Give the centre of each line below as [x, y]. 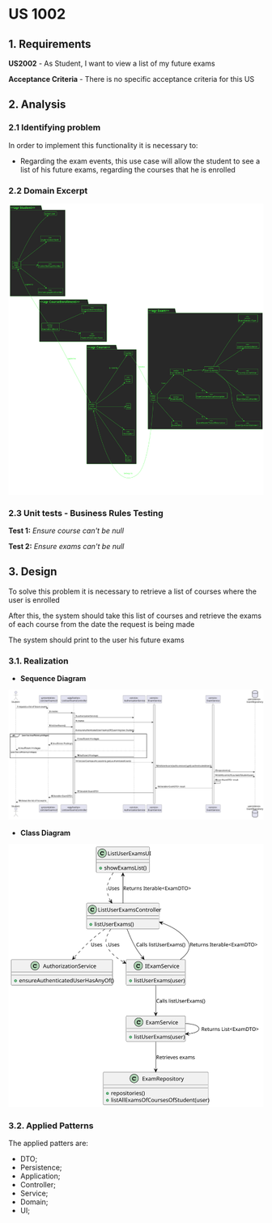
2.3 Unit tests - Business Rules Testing [86, 513]
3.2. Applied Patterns [51, 1125]
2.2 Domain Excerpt [48, 190]
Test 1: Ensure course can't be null [66, 531]
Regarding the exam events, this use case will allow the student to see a [140, 161]
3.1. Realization [38, 661]
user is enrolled [34, 599]
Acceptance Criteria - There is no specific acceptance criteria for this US [132, 79]
